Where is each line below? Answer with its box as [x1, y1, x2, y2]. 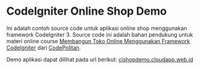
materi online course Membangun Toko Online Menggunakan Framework [6, 37, 191, 45]
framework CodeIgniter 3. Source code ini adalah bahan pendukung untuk [6, 31, 193, 38]
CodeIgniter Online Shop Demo [6, 4, 167, 18]
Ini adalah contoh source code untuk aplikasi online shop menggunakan [6, 24, 188, 32]
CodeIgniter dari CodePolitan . [6, 44, 81, 51]
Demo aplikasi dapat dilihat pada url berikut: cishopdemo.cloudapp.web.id [6, 56, 194, 63]
